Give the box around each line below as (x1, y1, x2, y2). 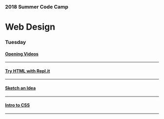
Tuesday (5, 39, 26, 46)
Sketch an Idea (5, 85, 36, 91)
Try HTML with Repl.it (5, 68, 50, 74)
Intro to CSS (5, 102, 30, 108)
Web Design (5, 21, 55, 33)
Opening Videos (5, 51, 39, 57)
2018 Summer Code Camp (5, 3, 68, 10)
